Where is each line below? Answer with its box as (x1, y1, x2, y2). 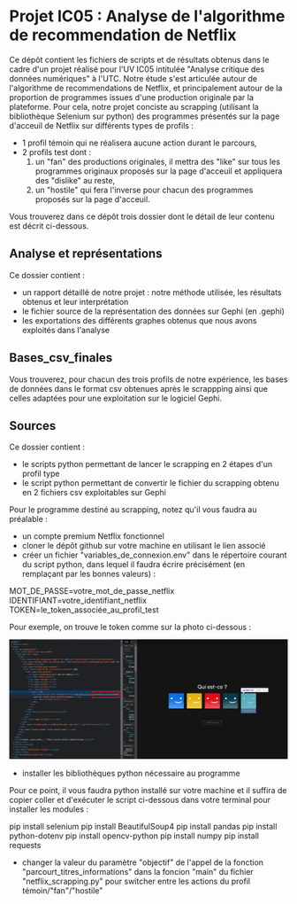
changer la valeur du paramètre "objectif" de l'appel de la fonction (21, 857, 263, 868)
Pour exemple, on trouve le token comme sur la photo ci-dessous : (9, 622, 252, 633)
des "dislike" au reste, (34, 175, 116, 185)
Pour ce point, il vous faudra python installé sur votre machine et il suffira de (9, 785, 287, 796)
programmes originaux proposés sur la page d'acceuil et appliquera (34, 166, 283, 176)
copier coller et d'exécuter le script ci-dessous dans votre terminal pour (9, 795, 271, 806)
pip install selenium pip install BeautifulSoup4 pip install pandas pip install (9, 822, 278, 832)
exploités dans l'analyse (21, 324, 110, 335)
